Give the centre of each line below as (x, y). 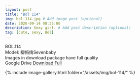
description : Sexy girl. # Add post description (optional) (68, 28)
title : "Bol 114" (23, 14)
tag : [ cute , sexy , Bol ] (30, 32)
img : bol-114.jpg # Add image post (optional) (54, 19)
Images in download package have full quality (52, 58)
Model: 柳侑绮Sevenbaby (31, 52)
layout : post (18, 10)
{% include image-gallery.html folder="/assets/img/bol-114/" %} (70, 72)
